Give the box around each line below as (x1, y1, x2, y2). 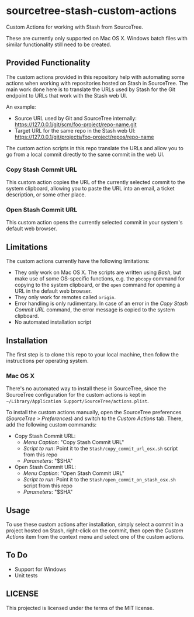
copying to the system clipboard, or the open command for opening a (14, 282, 181, 289)
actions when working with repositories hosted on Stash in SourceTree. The (6, 79, 188, 86)
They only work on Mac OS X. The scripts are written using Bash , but (14, 269, 181, 276)
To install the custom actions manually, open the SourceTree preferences (6, 409, 182, 416)
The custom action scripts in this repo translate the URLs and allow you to (6, 144, 184, 151)
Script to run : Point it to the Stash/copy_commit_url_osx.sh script (23, 445, 178, 452)
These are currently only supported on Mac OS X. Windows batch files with (6, 34, 188, 41)
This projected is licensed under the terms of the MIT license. (6, 604, 154, 611)
